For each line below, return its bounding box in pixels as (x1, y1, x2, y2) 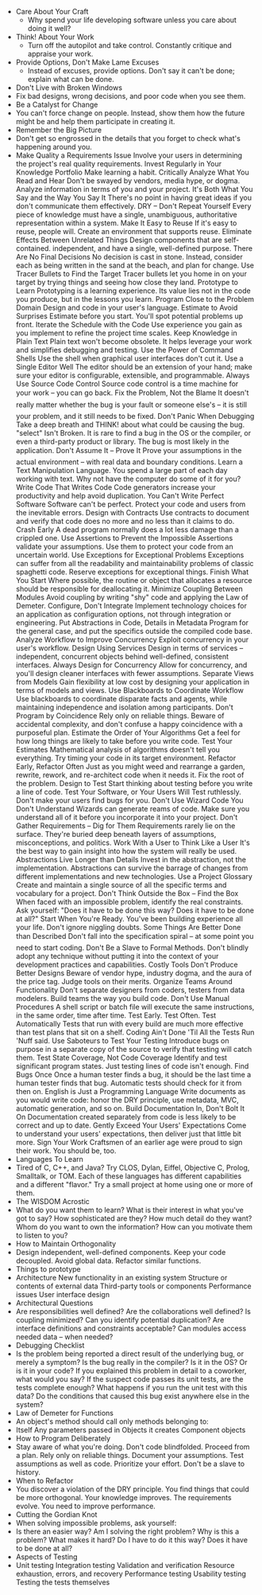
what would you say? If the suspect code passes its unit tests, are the (15, 1374, 244, 1384)
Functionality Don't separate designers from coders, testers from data (15, 985, 245, 995)
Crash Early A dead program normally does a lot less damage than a (15, 525, 240, 534)
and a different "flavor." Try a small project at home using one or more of (15, 1180, 253, 1189)
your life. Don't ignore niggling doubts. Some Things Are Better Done (15, 923, 241, 932)
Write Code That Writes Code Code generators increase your (15, 483, 216, 492)
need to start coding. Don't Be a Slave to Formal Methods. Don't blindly (15, 943, 249, 952)
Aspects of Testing (15, 1552, 78, 1562)
